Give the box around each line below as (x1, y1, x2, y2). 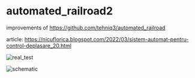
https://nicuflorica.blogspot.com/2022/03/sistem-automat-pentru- (24, 35, 189, 43)
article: (6, 35, 23, 43)
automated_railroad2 (6, 4, 113, 18)
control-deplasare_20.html (6, 42, 72, 49)
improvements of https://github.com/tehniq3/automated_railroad (6, 24, 166, 31)
